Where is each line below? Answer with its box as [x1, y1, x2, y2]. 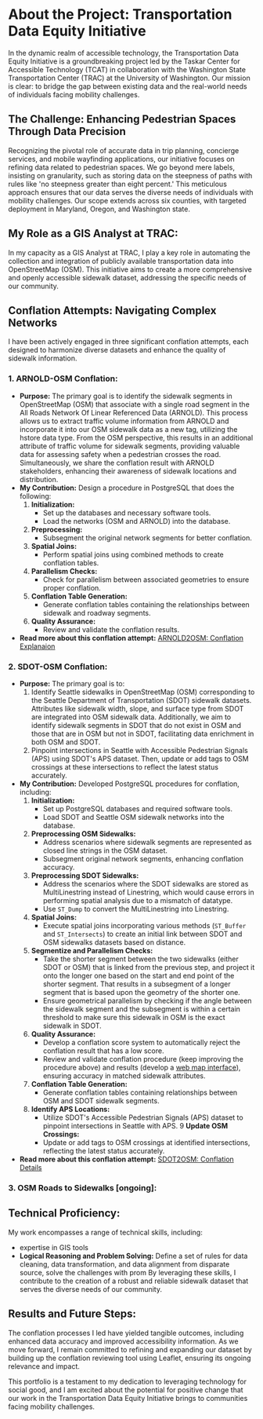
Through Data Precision [8, 125, 127, 138]
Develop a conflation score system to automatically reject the [42, 1037, 241, 1047]
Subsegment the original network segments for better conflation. [42, 532, 252, 543]
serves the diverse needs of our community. [19, 1284, 163, 1293]
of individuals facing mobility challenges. [8, 90, 140, 99]
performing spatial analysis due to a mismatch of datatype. [42, 895, 233, 905]
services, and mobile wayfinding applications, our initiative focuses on [8, 154, 235, 163]
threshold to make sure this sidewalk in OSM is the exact [42, 1012, 225, 1022]
